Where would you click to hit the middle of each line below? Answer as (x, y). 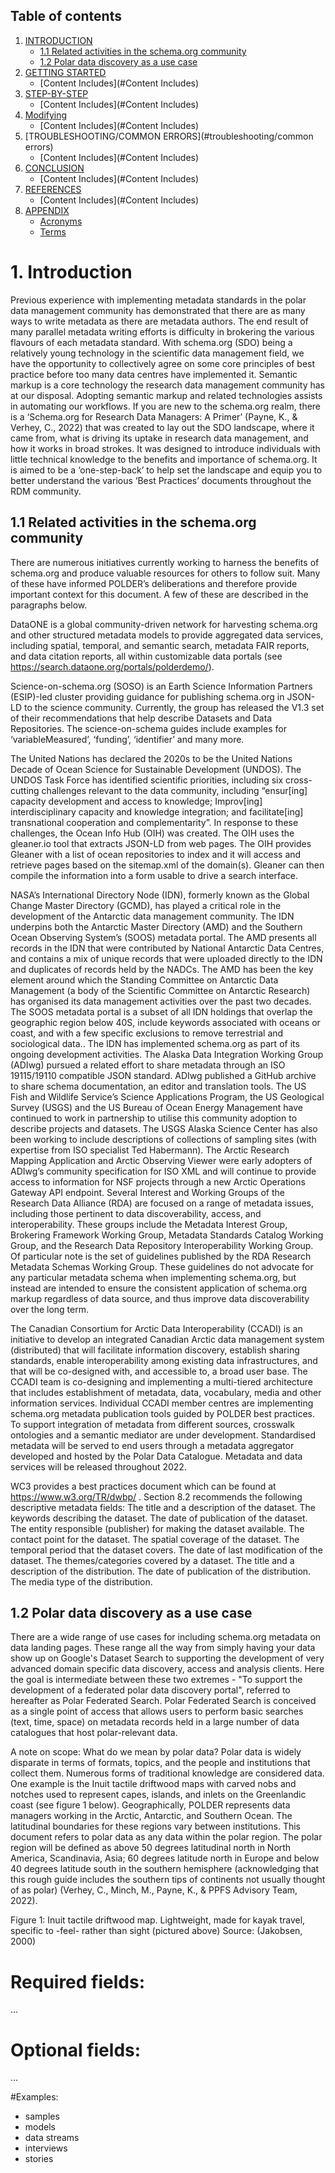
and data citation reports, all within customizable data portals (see (146, 656)
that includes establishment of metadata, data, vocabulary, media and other (166, 1392)
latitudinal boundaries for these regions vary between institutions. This (155, 1826)
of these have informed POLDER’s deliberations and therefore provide (154, 583)
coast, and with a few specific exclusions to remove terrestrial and (147, 1033)
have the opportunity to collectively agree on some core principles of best (163, 363)
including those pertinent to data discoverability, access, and (136, 1213)
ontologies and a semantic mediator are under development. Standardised (163, 1435)
